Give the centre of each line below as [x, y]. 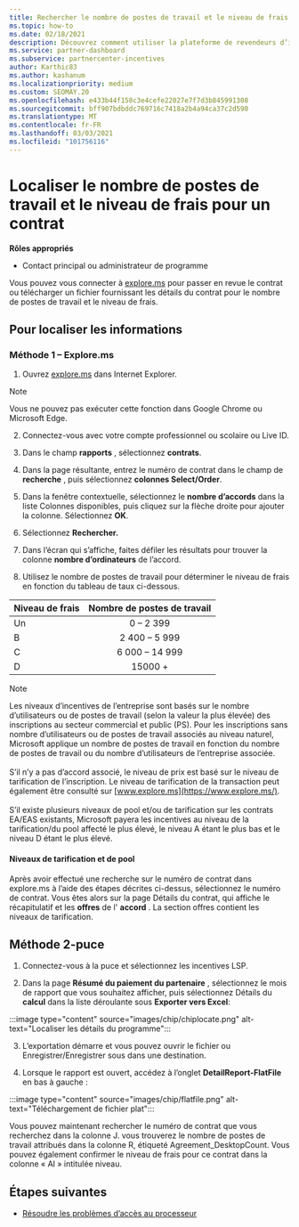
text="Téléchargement [50, 1109]
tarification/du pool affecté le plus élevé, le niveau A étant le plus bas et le [145, 829]
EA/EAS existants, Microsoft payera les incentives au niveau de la [129, 819]
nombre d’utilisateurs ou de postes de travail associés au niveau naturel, [141, 735]
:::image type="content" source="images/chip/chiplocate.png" [125, 1020]
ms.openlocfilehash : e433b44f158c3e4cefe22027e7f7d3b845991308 [129, 100]
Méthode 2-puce [57, 944]
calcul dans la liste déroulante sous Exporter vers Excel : [126, 1002]
